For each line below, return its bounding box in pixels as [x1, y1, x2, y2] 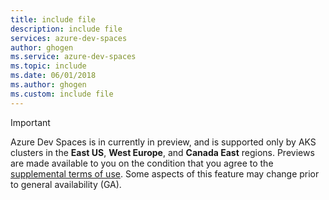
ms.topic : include [10, 61, 87, 71]
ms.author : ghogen [10, 80, 87, 90]
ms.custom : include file [10, 89, 114, 99]
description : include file [10, 24, 123, 34]
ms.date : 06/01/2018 [10, 71, 97, 81]
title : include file [10, 14, 97, 25]
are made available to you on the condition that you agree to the [10, 157, 274, 169]
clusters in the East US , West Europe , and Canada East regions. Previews [10, 146, 315, 158]
